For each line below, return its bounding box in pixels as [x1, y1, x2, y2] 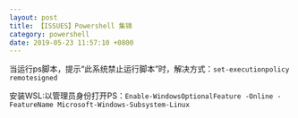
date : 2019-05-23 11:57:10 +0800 [9, 38, 134, 47]
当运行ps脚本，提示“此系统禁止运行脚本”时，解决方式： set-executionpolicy [9, 63, 290, 74]
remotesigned [9, 73, 58, 83]
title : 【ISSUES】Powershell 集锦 [9, 21, 132, 30]
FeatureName [9, 100, 54, 110]
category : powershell [9, 29, 90, 38]
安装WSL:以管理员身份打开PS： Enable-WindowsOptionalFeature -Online [9, 90, 274, 101]
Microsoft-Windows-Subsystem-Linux [56, 100, 191, 110]
